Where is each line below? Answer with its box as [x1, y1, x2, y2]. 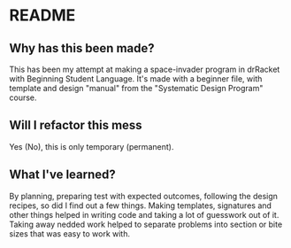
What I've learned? [9, 167, 117, 182]
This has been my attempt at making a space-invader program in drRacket [9, 64, 280, 74]
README [9, 5, 76, 26]
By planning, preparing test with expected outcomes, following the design [9, 190, 279, 201]
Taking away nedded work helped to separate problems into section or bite [9, 219, 283, 229]
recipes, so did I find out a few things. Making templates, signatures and [9, 200, 272, 211]
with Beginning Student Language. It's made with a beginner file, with [9, 74, 263, 84]
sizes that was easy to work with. [9, 228, 131, 239]
